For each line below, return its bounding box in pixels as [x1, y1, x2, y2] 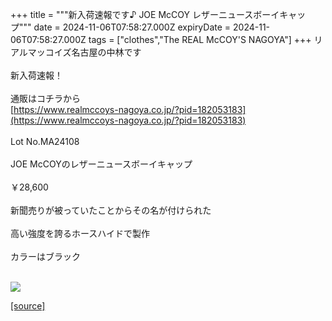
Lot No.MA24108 [10, 136, 80, 147]
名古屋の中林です [71, 46, 142, 58]
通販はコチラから [10, 93, 81, 104]
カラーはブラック [10, 251, 81, 262]
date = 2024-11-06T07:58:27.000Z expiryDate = [33, 21, 232, 33]
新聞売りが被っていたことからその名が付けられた [10, 204, 212, 216]
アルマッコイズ [10, 46, 72, 58]
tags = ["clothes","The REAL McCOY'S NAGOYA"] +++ [88, 34, 312, 45]
